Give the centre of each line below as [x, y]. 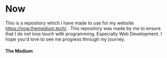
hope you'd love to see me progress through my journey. [65, 39]
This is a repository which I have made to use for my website [70, 23]
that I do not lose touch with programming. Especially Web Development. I [84, 34]
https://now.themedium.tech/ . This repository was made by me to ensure [83, 28]
